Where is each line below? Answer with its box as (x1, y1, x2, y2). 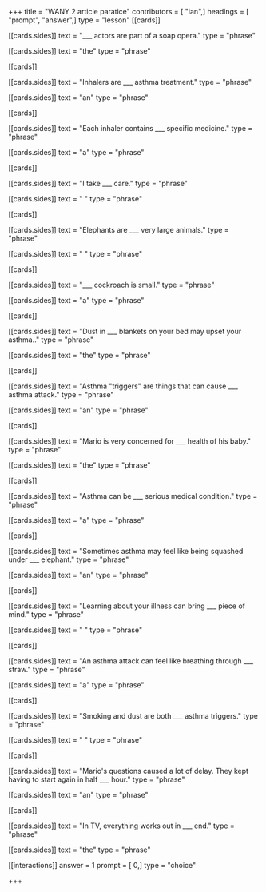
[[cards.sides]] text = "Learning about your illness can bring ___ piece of (8, 601, 246, 611)
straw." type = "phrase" (8, 665, 85, 674)
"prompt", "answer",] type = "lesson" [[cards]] (8, 15, 161, 25)
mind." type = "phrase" (8, 610, 84, 619)
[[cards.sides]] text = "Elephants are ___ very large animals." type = (8, 225, 229, 234)
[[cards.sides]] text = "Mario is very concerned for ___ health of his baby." (8, 436, 252, 446)
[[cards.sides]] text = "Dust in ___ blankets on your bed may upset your (8, 327, 242, 336)
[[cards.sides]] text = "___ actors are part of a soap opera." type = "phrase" (8, 31, 256, 40)
